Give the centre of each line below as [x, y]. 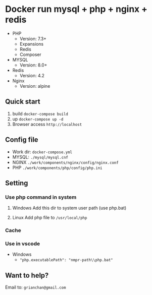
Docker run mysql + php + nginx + [76, 9]
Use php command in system [41, 197]
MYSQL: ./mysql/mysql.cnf [40, 157]
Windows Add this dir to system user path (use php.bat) [69, 208]
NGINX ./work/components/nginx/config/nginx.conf [65, 162]
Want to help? [27, 275]
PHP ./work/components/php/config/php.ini [57, 168]
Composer [30, 54]
